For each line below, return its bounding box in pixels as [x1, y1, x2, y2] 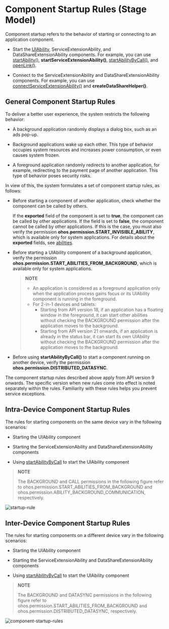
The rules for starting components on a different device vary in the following [5, 532, 164, 538]
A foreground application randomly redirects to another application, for [12, 162, 160, 168]
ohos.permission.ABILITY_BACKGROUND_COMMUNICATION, [17, 489, 146, 495]
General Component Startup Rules [5, 98, 116, 106]
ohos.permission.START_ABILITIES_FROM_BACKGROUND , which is [12, 260, 157, 266]
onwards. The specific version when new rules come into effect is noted [5, 380, 155, 386]
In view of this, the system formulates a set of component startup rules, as [5, 182, 160, 188]
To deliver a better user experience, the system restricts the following [5, 111, 150, 117]
